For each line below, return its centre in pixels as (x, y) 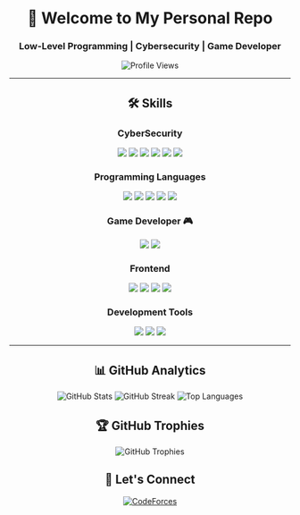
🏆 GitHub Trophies (150, 425)
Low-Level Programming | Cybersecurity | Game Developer (150, 46)
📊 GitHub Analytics (150, 370)
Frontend (150, 268)
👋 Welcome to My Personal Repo (150, 18)
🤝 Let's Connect (150, 480)
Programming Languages (150, 177)
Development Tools (150, 312)
